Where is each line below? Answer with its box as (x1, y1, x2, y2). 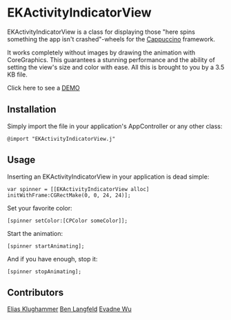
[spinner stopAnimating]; (7, 268, 81, 275)
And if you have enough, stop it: (7, 254, 98, 263)
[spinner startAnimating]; (7, 243, 85, 250)
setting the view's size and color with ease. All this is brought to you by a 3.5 (7, 63, 225, 71)
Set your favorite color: (7, 203, 72, 212)
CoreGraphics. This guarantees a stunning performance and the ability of (7, 55, 215, 63)
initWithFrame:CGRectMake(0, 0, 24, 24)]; (7, 192, 131, 199)
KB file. (7, 70, 28, 79)
